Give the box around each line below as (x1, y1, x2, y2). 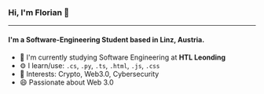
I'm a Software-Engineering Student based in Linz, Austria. (8, 34, 205, 44)
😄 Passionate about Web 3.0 (19, 78, 114, 87)
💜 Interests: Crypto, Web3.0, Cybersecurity (19, 69, 159, 78)
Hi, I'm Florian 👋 (8, 7, 69, 18)
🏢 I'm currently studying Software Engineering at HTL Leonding (19, 52, 226, 62)
